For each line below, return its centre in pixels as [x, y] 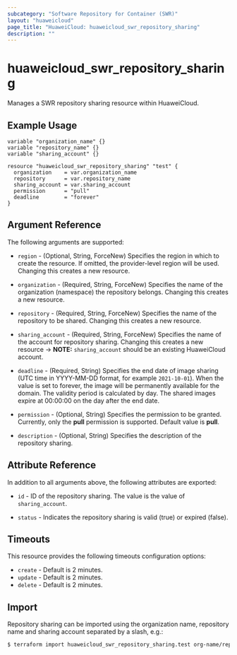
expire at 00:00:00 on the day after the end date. [89, 401]
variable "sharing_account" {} [53, 154]
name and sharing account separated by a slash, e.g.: [85, 632]
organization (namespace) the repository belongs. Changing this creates [123, 292]
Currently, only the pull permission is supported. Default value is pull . [119, 422]
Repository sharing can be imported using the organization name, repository [118, 624]
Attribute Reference [52, 465]
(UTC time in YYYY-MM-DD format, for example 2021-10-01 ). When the [121, 378]
